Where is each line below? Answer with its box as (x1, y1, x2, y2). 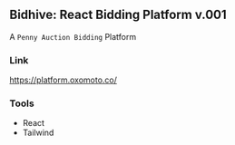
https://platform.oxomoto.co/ (9, 74, 118, 85)
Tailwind (22, 127, 54, 139)
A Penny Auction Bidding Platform (9, 31, 137, 42)
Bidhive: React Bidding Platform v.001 (9, 7, 227, 23)
